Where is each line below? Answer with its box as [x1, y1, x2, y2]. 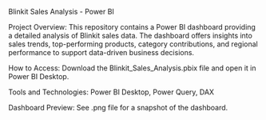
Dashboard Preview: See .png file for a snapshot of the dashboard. [8, 103, 228, 112]
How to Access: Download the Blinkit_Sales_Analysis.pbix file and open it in [8, 63, 256, 73]
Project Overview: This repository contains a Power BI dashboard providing [8, 22, 256, 31]
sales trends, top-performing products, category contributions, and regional [8, 39, 258, 49]
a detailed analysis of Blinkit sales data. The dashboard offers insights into [8, 31, 253, 40]
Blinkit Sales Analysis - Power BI [8, 7, 114, 16]
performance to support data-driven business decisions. [8, 48, 194, 57]
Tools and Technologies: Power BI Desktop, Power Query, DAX [8, 87, 214, 97]
